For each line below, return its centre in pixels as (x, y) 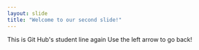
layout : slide (28, 13)
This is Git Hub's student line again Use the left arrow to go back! (100, 39)
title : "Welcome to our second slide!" (65, 20)
